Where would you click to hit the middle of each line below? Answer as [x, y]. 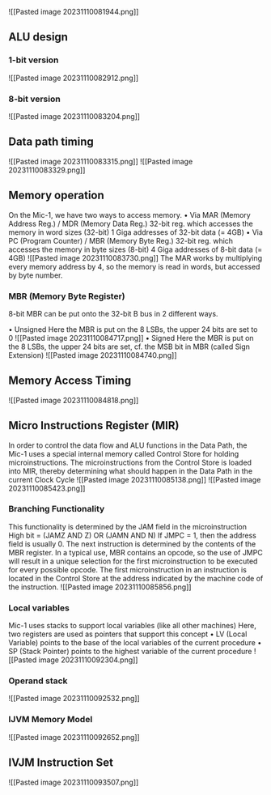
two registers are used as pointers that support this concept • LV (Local [128, 634]
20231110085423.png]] [47, 488]
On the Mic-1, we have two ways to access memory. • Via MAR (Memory [129, 215]
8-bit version [34, 99]
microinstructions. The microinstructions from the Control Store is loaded [130, 462]
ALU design [38, 37]
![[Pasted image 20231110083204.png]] [74, 116]
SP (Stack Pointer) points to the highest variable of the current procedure [130, 652]
